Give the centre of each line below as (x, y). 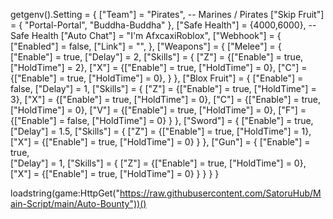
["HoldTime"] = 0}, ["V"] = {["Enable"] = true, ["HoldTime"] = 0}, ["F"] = (158, 110)
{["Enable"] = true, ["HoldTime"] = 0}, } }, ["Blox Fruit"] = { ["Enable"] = (157, 78)
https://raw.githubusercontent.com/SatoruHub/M (220, 193)
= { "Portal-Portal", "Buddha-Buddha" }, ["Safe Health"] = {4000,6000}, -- (163, 25)
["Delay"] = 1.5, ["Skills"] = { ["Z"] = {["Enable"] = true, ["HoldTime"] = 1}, (161, 131)
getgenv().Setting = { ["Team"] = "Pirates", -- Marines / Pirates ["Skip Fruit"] (167, 14)
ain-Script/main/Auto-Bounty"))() (78, 203)
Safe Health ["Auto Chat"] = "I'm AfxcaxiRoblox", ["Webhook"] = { (146, 35)
